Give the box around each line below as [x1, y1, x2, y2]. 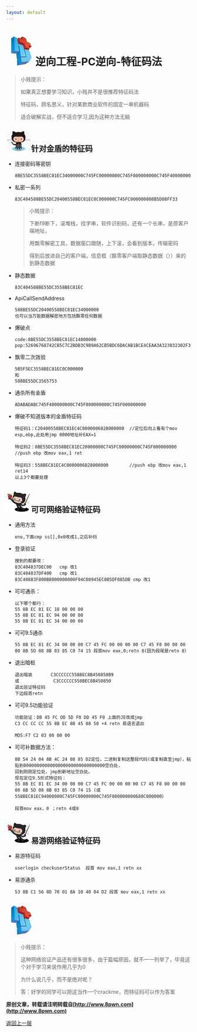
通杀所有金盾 [14, 389, 46, 396]
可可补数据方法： [14, 744, 56, 751]
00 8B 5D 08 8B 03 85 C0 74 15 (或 [14, 787, 101, 793]
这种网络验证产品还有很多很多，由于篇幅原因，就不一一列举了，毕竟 [20, 956, 185, 963]
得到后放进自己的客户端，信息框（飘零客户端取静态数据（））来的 [29, 252, 186, 259]
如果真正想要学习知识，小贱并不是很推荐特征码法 [20, 88, 139, 95]
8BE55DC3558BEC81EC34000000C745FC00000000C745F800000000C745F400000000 [14, 173, 193, 179]
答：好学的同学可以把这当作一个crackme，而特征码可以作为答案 [20, 988, 176, 995]
